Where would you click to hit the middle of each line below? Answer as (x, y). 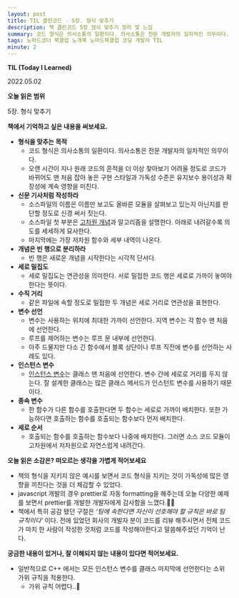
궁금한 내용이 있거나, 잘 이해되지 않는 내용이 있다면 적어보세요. (93, 553)
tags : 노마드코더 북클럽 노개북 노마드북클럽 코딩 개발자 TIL (85, 41)
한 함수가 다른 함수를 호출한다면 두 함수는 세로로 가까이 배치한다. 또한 (124, 409)
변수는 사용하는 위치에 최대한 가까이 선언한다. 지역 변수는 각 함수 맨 (122, 320)
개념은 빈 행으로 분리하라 (52, 249)
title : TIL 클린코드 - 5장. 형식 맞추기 (61, 21)
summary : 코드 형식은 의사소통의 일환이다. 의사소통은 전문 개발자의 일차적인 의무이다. (118, 34)
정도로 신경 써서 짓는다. (74, 213)
